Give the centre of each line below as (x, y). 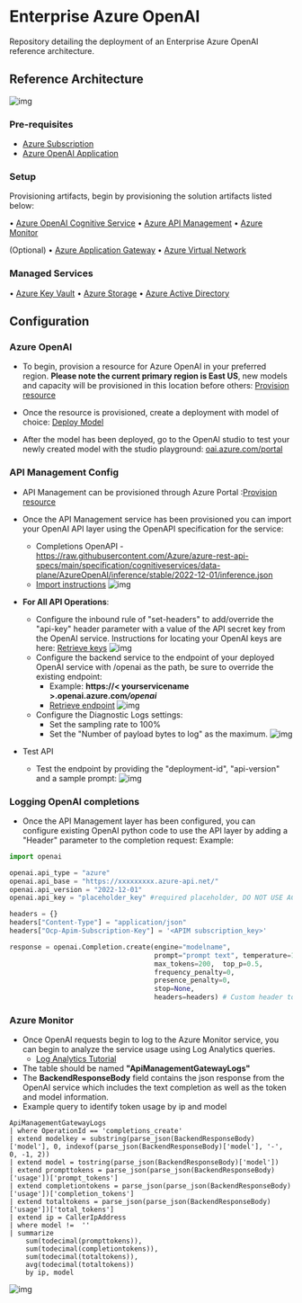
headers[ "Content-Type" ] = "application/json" (98, 923)
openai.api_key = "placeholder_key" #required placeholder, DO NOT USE (146, 898)
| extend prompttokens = (56, 1171)
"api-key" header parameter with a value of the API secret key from (160, 629)
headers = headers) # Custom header (218, 997)
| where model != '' (50, 1226)
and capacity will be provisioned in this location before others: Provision (155, 386)
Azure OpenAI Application (70, 154)
